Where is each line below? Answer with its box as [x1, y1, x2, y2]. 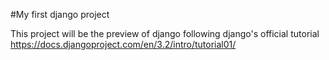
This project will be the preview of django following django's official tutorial [10, 28, 320, 39]
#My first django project [10, 9, 110, 20]
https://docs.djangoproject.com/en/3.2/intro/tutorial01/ [10, 39, 237, 50]
